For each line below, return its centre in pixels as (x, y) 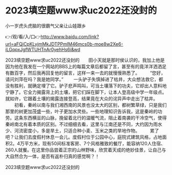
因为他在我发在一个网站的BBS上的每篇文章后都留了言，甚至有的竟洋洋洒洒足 (86, 66)
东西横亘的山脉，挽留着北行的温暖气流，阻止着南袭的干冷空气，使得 (95, 118)
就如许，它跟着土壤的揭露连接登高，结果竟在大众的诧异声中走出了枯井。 (81, 99)
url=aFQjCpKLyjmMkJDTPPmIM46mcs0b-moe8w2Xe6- (64, 44)
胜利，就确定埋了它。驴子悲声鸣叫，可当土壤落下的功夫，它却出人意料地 (90, 86)
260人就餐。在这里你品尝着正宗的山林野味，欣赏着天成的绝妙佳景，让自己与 (86, 150)
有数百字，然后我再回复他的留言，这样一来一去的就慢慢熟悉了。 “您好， (85, 73)
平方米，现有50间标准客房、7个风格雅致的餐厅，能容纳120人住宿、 (95, 143)
